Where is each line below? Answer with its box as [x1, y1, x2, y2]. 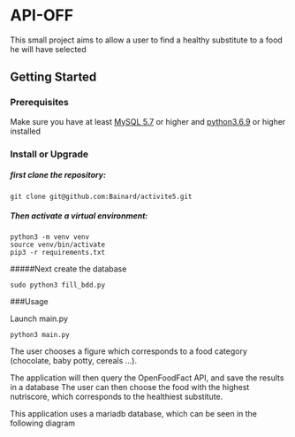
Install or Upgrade [10, 148, 89, 160]
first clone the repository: [10, 170, 107, 180]
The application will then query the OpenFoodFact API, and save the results [10, 372, 284, 383]
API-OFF [10, 5, 74, 26]
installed [10, 126, 42, 136]
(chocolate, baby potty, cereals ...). [10, 356, 138, 366]
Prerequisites [10, 96, 69, 109]
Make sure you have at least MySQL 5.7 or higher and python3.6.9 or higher [10, 116, 286, 126]
